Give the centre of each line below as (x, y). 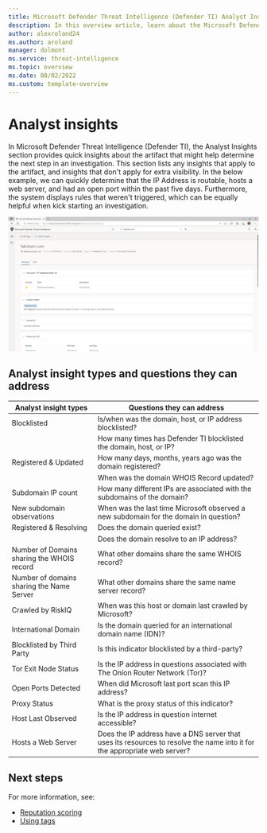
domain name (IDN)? (131, 633)
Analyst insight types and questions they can (123, 374)
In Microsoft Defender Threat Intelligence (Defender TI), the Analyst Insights (133, 146)
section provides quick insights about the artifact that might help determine (131, 154)
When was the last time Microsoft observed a (171, 508)
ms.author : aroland (41, 42)
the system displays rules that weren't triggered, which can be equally (123, 197)
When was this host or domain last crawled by (172, 605)
